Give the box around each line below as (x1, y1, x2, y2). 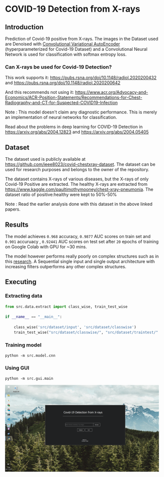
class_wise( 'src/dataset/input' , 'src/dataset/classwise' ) (14, 325, 137, 330)
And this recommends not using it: (5, 89, 74, 95)
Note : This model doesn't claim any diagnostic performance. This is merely (5, 109, 157, 115)
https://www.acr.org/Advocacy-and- (75, 89, 148, 95)
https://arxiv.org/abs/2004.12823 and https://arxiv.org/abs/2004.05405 (5, 129, 149, 135)
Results (5, 220, 29, 229)
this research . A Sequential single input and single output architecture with (5, 258, 155, 264)
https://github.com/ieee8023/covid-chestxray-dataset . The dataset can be (5, 161, 156, 167)
